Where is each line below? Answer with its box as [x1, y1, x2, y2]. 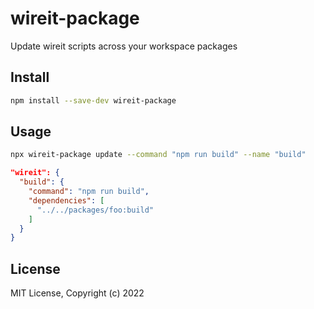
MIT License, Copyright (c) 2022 [10, 287, 145, 299]
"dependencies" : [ [28, 195, 105, 206]
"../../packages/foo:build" [36, 205, 155, 215]
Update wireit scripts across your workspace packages [10, 40, 238, 52]
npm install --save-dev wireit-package [10, 95, 177, 106]
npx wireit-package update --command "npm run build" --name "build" [10, 150, 307, 160]
